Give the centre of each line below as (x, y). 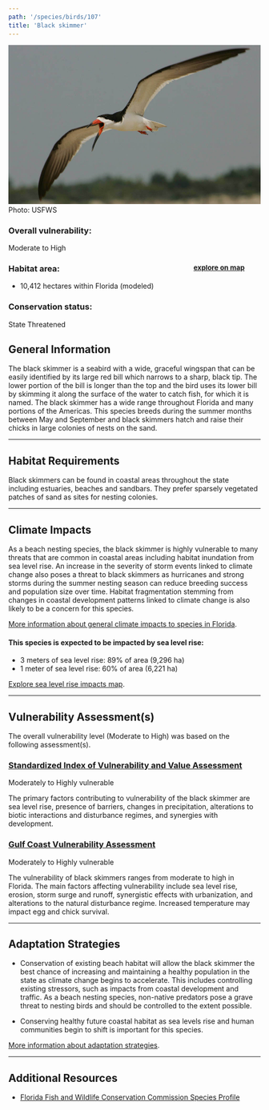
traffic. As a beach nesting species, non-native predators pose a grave (137, 997)
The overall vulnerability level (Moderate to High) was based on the (119, 735)
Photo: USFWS (33, 210)
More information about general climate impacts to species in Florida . (123, 623)
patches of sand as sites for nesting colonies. (83, 497)
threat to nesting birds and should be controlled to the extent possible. (136, 1006)
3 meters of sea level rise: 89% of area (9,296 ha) (102, 660)
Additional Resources (63, 1078)
